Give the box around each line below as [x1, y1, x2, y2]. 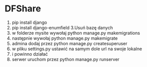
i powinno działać [11, 51, 48, 57]
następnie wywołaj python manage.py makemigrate [11, 35, 118, 41]
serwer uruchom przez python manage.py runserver [11, 56, 120, 62]
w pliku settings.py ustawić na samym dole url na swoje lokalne [11, 46, 143, 52]
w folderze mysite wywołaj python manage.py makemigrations [11, 30, 141, 36]
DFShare [4, 3, 41, 14]
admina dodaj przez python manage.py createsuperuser [11, 40, 128, 46]
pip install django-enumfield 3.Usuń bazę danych [11, 24, 113, 30]
